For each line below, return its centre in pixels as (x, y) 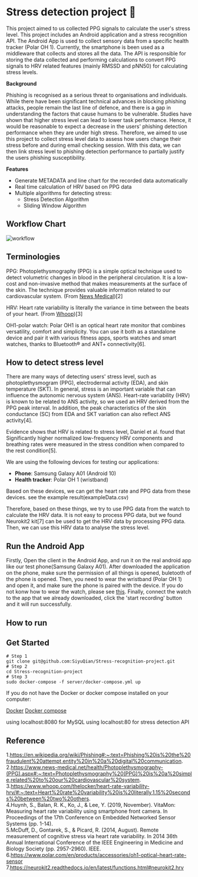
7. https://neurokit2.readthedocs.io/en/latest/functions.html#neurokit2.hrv (95, 868)
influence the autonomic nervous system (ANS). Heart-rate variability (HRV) (98, 395)
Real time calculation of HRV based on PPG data (73, 187)
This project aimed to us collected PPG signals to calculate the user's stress (98, 28)
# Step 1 (17, 657)
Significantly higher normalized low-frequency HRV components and (90, 438)
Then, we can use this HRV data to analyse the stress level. (78, 527)
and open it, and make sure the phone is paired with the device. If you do (95, 585)
